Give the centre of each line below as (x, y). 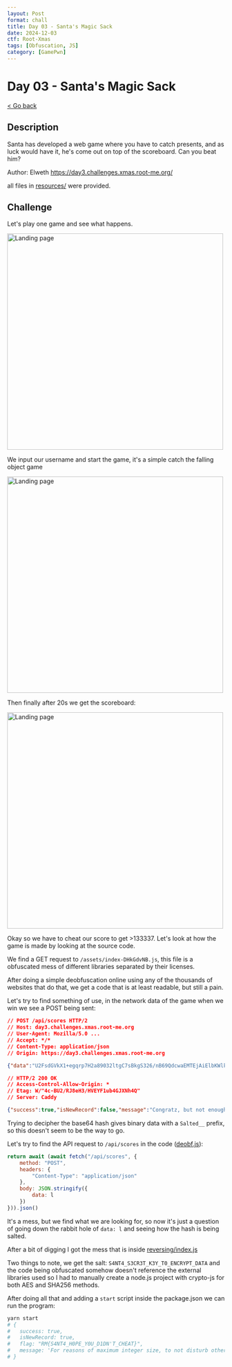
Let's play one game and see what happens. (70, 224)
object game (25, 467)
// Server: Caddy (32, 1098)
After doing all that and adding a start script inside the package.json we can (116, 1298)
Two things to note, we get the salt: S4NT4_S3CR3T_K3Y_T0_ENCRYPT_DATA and (114, 1262)
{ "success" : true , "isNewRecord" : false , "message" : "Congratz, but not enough (117, 1110)
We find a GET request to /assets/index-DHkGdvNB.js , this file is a (100, 959)
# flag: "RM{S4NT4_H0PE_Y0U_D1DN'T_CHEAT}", (75, 1344)
